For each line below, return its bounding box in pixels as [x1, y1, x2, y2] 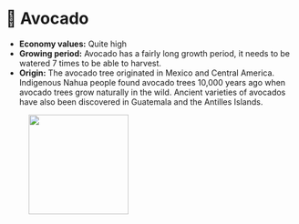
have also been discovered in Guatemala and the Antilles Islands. [18, 96, 263, 107]
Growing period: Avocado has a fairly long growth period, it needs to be [18, 47, 291, 58]
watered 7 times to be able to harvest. [18, 57, 162, 68]
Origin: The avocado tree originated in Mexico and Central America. [18, 67, 275, 78]
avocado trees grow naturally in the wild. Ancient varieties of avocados [18, 87, 286, 97]
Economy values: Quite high [18, 38, 127, 49]
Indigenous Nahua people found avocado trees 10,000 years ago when [18, 76, 286, 87]
